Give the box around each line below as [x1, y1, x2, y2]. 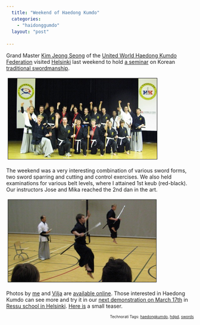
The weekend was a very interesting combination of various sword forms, [6, 167, 187, 174]
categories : [11, 16, 42, 22]
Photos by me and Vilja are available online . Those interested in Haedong [6, 290, 186, 297]
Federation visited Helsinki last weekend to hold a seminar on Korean [6, 59, 176, 66]
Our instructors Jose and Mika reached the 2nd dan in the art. [6, 186, 158, 194]
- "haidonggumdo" [17, 22, 60, 28]
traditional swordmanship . [6, 65, 70, 72]
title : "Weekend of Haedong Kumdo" [11, 10, 100, 16]
